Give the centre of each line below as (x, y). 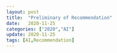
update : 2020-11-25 (31, 35)
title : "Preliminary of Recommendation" (59, 18)
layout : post (23, 12)
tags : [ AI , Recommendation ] (40, 40)
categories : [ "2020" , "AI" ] (40, 29)
